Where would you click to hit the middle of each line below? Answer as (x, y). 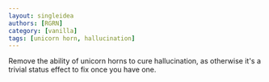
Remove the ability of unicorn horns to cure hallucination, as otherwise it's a (134, 61)
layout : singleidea (41, 16)
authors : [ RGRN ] (36, 23)
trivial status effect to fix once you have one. (82, 70)
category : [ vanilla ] (43, 31)
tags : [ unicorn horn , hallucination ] (72, 38)
